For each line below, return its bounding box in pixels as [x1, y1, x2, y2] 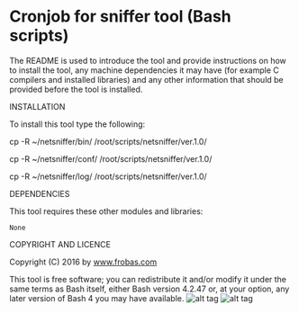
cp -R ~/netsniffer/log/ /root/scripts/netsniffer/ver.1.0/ [9, 171, 207, 182]
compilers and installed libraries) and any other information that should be [9, 74, 284, 85]
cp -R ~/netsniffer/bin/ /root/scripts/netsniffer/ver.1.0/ [9, 136, 207, 147]
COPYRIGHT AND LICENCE [9, 238, 111, 249]
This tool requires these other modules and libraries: [9, 205, 204, 217]
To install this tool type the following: [9, 119, 146, 130]
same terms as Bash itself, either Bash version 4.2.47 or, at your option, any [9, 283, 290, 294]
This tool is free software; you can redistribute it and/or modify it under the [9, 273, 286, 284]
